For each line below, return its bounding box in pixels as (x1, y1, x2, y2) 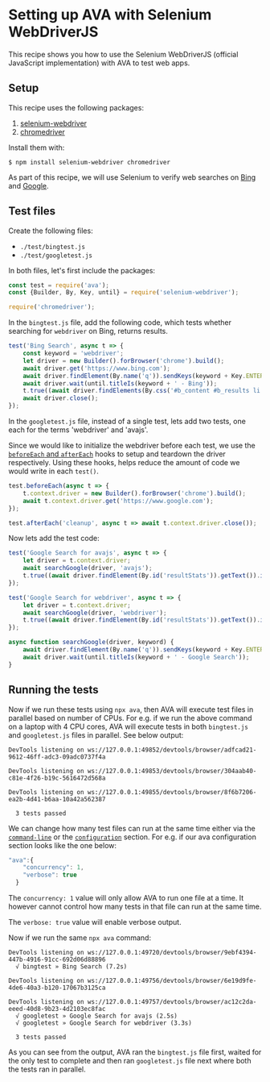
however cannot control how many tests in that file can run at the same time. (8, 901, 262, 911)
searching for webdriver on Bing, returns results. (8, 327, 169, 336)
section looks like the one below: (8, 840, 117, 850)
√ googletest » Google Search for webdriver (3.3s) (15, 1019, 193, 1027)
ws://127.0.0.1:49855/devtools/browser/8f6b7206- (87, 788, 257, 796)
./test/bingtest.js (19, 243, 86, 251)
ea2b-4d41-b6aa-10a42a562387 (8, 795, 106, 803)
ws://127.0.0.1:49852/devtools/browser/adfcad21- (87, 746, 257, 754)
